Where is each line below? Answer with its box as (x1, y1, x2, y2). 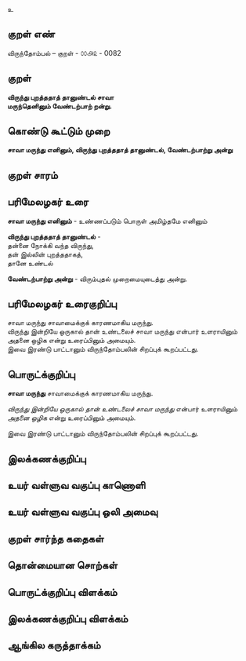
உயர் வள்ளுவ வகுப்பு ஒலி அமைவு (7, 506, 158, 519)
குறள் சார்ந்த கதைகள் (7, 531, 104, 546)
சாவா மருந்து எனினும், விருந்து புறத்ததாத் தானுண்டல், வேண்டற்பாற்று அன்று (7, 145, 233, 155)
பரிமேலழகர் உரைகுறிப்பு (7, 298, 117, 311)
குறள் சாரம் (7, 168, 58, 181)
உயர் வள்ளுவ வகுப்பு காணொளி (7, 479, 146, 492)
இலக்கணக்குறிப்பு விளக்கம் (7, 612, 128, 625)
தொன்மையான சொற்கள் (7, 559, 118, 572)
